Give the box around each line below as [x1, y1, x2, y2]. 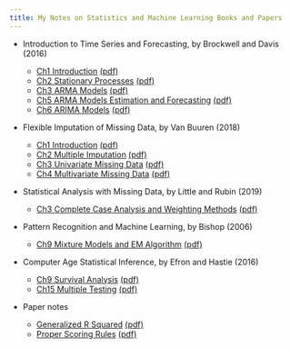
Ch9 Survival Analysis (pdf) [35, 273, 139, 284]
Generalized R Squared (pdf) [35, 319, 144, 330]
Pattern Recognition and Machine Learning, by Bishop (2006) [22, 221, 253, 232]
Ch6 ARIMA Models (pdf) [35, 104, 131, 114]
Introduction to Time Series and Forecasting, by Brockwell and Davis [22, 38, 279, 49]
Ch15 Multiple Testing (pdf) [35, 283, 138, 294]
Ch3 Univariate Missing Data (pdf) [35, 158, 165, 169]
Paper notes [22, 301, 69, 312]
